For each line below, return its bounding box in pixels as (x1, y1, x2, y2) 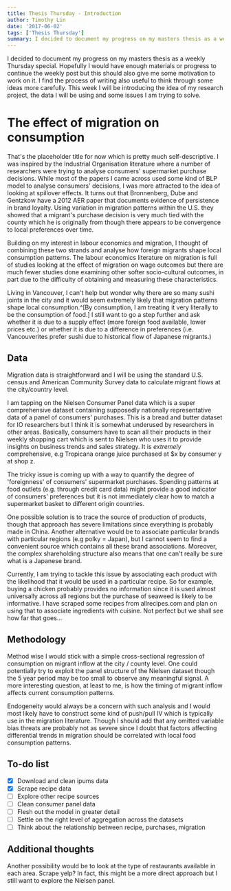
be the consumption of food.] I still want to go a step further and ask (7, 311, 201, 319)
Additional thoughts (7, 844, 94, 855)
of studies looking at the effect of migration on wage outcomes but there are (7, 261, 223, 269)
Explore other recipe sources (16, 792, 100, 800)
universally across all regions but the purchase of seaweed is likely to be (7, 592, 213, 600)
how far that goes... (7, 613, 63, 622)
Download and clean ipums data (16, 776, 109, 784)
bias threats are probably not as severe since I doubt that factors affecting (7, 723, 217, 732)
